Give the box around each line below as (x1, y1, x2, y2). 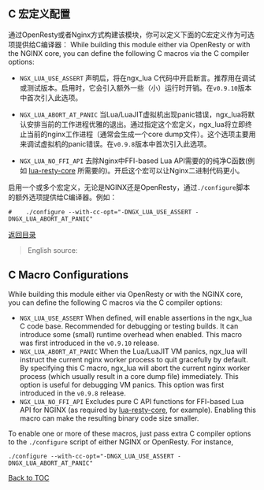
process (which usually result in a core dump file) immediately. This (19, 371, 239, 380)
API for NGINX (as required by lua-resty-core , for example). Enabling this (19, 405, 256, 414)
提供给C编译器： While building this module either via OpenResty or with (14, 39, 251, 49)
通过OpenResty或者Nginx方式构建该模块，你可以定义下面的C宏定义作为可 (8, 30, 248, 39)
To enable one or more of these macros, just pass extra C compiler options (8, 429, 251, 438)
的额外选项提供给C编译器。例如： (8, 192, 117, 202)
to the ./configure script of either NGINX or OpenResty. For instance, (8, 436, 234, 447)
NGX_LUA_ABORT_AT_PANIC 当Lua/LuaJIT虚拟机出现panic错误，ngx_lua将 (19, 110, 248, 119)
